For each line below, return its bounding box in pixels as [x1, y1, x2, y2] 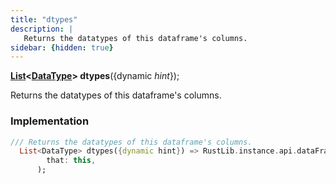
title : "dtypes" [10, 14, 78, 25]
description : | [10, 24, 74, 34]
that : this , [46, 156, 97, 166]
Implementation [10, 114, 90, 128]
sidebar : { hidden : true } [10, 42, 114, 53]
